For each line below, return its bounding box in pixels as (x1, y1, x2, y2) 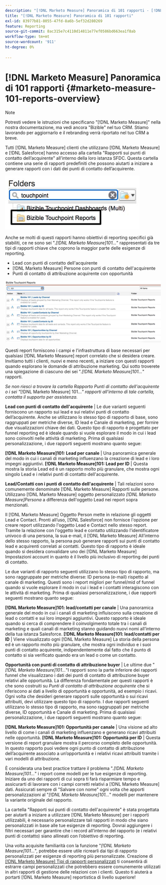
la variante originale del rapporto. (5, 797, 73, 803)
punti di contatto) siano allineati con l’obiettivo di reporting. (5, 833, 125, 839)
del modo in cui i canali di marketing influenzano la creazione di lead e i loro (5, 456, 160, 462)
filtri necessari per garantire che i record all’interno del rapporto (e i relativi (5, 828, 157, 834)
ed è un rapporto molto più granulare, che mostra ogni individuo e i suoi (5, 642, 151, 648)
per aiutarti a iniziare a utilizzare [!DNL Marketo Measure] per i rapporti (5, 812, 149, 818)
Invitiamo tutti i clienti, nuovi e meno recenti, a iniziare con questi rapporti (5, 358, 154, 364)
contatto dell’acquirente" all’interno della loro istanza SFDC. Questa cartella (5, 155, 158, 161)
